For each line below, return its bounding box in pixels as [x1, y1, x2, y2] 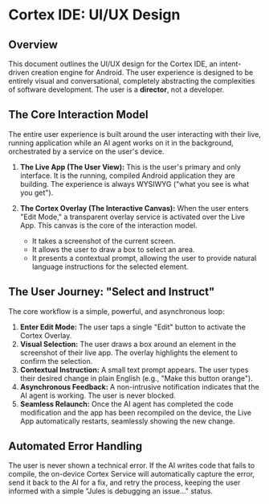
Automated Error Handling [8, 440, 143, 453]
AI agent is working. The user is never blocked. [19, 390, 177, 400]
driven [8, 68, 30, 77]
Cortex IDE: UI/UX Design [8, 6, 181, 24]
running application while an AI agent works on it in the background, [8, 138, 234, 147]
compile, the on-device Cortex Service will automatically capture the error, [8, 469, 255, 479]
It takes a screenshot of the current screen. [31, 236, 176, 246]
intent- [219, 59, 242, 68]
